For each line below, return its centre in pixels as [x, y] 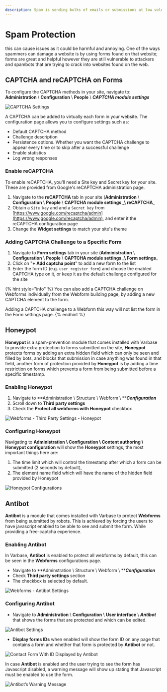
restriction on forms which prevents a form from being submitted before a [81, 369]
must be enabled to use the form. [39, 675]
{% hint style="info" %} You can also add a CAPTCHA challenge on [74, 289]
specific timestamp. [25, 374]
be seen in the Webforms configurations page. [53, 561]
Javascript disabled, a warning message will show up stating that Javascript [83, 669]
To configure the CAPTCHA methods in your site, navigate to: [68, 92]
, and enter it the [120, 218]
